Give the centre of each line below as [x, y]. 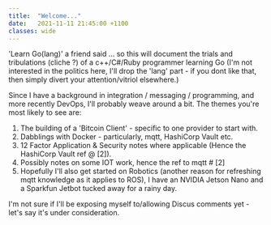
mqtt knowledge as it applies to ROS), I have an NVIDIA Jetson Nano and [142, 180]
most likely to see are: [45, 112]
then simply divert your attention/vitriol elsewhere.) [94, 80]
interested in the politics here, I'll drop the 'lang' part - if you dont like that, [133, 71]
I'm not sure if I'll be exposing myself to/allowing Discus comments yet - [129, 204]
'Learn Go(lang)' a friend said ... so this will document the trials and [121, 54]
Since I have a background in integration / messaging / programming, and [131, 96]
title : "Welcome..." [45, 16]
